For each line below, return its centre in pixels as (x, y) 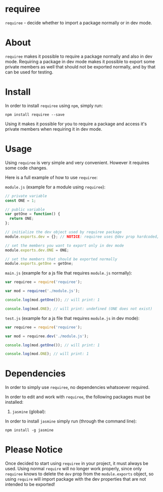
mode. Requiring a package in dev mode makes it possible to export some (80, 61)
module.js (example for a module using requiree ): (55, 187)
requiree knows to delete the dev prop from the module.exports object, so (79, 474)
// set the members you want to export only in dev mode (65, 246)
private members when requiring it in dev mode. (54, 129)
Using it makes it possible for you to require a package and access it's (76, 124)
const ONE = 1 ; (21, 201)
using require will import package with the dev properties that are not (76, 479)
